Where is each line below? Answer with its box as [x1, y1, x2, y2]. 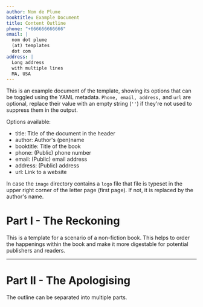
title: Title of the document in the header [14, 130, 116, 137]
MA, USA [11, 71, 31, 77]
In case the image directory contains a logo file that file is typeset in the [6, 180, 183, 187]
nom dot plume [11, 37, 47, 43]
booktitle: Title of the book [14, 143, 81, 150]
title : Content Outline [6, 20, 66, 26]
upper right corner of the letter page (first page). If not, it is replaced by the [6, 187, 193, 194]
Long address [11, 59, 45, 65]
